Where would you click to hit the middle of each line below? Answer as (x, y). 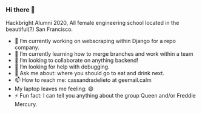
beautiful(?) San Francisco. (39, 29)
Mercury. (26, 104)
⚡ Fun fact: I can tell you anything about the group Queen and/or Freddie (105, 96)
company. (27, 47)
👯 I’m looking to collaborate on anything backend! (76, 61)
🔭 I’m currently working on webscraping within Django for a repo (95, 41)
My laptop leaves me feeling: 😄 (54, 89)
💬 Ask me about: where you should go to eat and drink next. (89, 73)
